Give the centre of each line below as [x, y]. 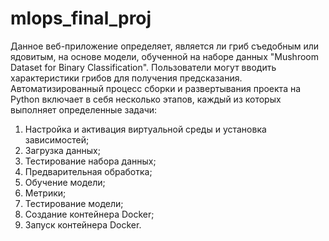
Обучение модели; [65, 182]
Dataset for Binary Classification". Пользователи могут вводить [143, 67]
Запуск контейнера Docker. [83, 224]
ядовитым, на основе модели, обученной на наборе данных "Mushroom [164, 56]
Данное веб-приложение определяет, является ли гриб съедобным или [165, 46]
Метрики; [45, 193]
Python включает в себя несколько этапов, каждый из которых [146, 99]
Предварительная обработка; [88, 171]
